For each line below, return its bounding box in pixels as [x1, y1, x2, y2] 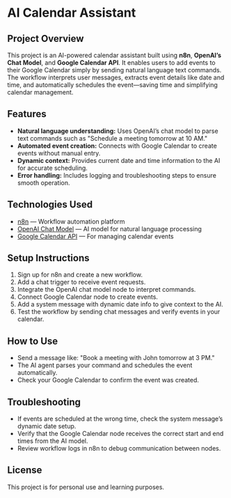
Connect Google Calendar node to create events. [17, 293, 159, 301]
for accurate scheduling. [17, 164, 88, 172]
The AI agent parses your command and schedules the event [17, 361, 193, 370]
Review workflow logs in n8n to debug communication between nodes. [17, 444, 221, 453]
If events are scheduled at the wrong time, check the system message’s [17, 414, 223, 423]
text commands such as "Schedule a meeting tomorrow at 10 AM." [17, 134, 208, 142]
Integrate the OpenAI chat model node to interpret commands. [17, 286, 196, 294]
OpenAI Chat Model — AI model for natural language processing [17, 224, 202, 233]
